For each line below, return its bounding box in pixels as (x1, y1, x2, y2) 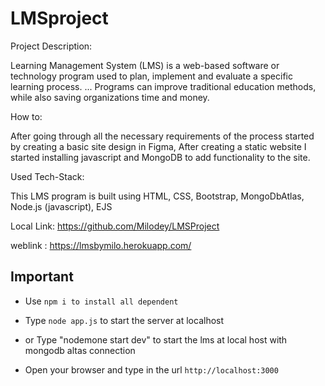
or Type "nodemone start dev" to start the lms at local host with (24, 333, 288, 346)
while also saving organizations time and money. (10, 91, 210, 103)
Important (10, 268, 74, 286)
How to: (10, 110, 43, 122)
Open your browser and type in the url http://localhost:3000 (24, 363, 279, 376)
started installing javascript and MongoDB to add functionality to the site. (10, 151, 311, 163)
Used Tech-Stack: (10, 170, 85, 182)
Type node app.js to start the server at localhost (24, 314, 225, 326)
